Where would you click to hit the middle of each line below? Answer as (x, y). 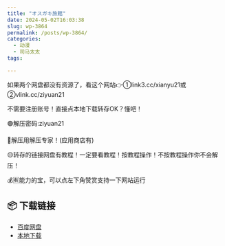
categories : (24, 39)
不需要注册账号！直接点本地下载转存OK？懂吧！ (75, 109)
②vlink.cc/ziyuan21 (36, 94)
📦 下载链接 (32, 206)
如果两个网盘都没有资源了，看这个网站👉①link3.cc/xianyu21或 (97, 85)
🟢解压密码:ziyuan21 (35, 123)
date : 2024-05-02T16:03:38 (46, 20)
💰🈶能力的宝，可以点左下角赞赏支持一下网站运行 (76, 180)
